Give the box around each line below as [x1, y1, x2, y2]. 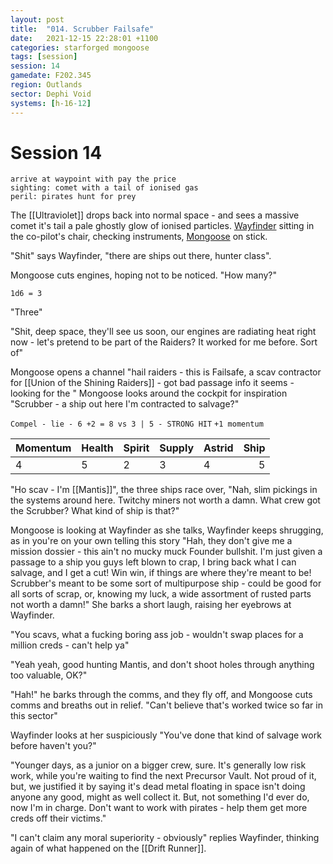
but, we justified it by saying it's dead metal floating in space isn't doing [10, 781, 306, 793]
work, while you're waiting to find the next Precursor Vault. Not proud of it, [10, 770, 317, 782]
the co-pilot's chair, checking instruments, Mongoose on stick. [10, 231, 268, 243]
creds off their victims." [10, 812, 107, 825]
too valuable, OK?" [10, 669, 88, 681]
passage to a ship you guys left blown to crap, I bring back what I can [10, 556, 297, 568]
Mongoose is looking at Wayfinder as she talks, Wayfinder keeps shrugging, [10, 524, 324, 536]
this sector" [10, 710, 58, 722]
